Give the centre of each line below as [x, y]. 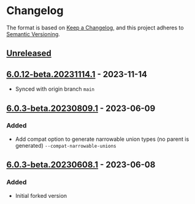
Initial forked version [41, 195]
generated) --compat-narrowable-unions [66, 145]
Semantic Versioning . [33, 34]
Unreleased [29, 54]
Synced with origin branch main [55, 89]
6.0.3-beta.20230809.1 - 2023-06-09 [81, 108]
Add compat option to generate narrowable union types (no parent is [102, 139]
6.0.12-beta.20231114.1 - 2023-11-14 [77, 74]
